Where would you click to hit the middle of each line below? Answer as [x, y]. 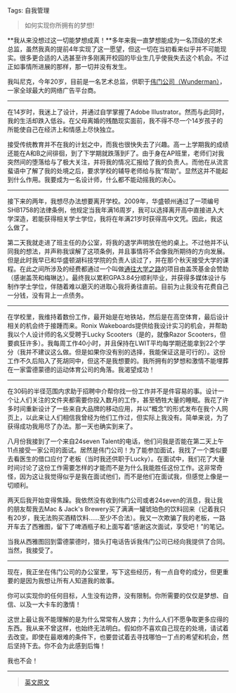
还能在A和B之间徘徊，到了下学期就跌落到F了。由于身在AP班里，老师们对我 [116, 153]
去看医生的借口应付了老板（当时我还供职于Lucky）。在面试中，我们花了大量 [116, 459]
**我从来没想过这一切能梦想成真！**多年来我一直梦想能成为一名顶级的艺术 [115, 40]
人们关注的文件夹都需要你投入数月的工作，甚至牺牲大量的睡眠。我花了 [121, 400]
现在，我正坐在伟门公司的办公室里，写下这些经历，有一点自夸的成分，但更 [115, 572]
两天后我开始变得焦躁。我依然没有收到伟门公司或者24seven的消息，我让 [112, 500]
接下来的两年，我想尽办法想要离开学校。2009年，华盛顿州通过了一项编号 [113, 201]
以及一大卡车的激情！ [50, 604]
